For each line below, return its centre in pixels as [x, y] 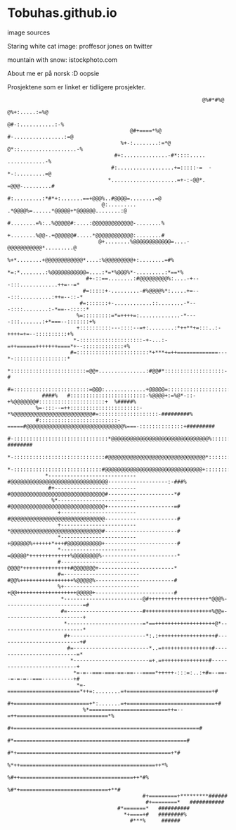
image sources [29, 32]
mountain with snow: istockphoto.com [63, 59]
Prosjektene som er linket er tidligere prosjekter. [77, 87]
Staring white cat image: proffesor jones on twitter [80, 46]
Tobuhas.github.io [62, 13]
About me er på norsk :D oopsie [53, 73]
